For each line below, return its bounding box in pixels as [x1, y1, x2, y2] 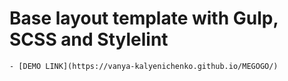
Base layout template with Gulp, [9, 7, 279, 30]
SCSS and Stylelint [9, 28, 169, 51]
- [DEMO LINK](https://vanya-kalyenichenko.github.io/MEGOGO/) [9, 61, 279, 71]
